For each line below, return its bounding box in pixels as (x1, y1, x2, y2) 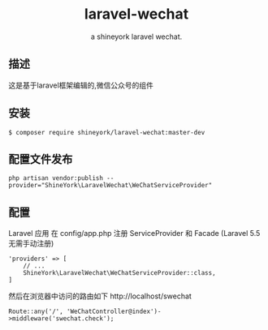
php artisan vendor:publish (8, 174, 104, 182)
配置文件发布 (8, 152, 73, 166)
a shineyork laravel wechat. (90, 32, 183, 41)
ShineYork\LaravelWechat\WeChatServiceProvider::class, (23, 269, 217, 277)
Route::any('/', (8, 307, 63, 316)
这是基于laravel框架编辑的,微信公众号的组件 (8, 80, 154, 90)
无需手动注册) (8, 238, 54, 248)
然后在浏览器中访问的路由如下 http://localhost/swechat (8, 291, 192, 301)
